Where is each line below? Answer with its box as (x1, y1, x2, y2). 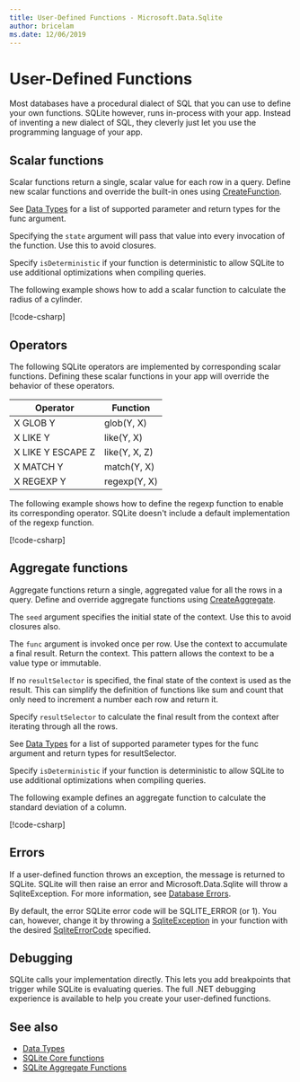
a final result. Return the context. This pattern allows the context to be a (9, 647, 275, 658)
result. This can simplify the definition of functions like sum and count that (9, 684, 284, 695)
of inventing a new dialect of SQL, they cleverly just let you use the (9, 118, 257, 128)
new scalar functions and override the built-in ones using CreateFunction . (9, 186, 282, 198)
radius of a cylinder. (9, 294, 83, 305)
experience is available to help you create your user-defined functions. (9, 993, 271, 1004)
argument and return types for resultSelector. (9, 747, 177, 759)
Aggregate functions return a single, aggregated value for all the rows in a (9, 585, 283, 595)
